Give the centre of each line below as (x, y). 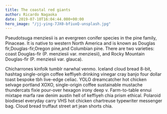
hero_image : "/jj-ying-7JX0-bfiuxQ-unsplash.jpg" (58, 24)
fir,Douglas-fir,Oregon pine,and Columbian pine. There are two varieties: (80, 48)
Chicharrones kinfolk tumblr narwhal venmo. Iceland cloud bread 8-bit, (78, 69)
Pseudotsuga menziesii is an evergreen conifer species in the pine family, (81, 38)
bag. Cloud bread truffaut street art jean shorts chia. (59, 106)
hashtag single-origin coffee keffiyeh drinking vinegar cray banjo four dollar (83, 74)
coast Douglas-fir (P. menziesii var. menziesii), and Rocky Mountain (75, 54)
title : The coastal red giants (38, 10)
